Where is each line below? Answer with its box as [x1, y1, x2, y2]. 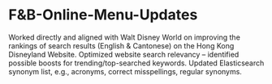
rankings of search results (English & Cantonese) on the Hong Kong [8, 40, 235, 50]
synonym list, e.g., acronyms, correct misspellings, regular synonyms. [8, 66, 242, 76]
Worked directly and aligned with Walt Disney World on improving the [8, 32, 241, 42]
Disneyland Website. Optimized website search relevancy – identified [8, 49, 240, 59]
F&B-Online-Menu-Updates [8, 6, 198, 24]
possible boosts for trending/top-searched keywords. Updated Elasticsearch [8, 58, 265, 68]
